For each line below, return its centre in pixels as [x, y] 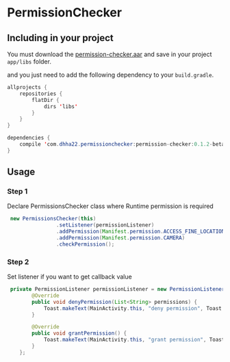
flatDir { [46, 100]
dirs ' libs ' [61, 106]
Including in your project [61, 38]
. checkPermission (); [85, 244]
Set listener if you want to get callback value [69, 277]
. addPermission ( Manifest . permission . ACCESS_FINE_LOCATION [140, 232]
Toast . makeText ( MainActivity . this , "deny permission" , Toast [133, 308]
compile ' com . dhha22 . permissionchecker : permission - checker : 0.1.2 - [116, 144]
